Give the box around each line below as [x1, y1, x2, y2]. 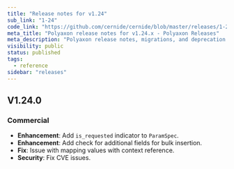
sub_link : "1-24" [7, 17, 58, 24]
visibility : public [7, 43, 64, 50]
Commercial [7, 115, 49, 125]
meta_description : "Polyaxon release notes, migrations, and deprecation [7, 36, 226, 43]
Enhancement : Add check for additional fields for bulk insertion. [17, 139, 203, 147]
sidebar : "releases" [7, 68, 68, 75]
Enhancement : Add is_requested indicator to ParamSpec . [17, 131, 179, 140]
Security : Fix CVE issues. [17, 154, 91, 162]
